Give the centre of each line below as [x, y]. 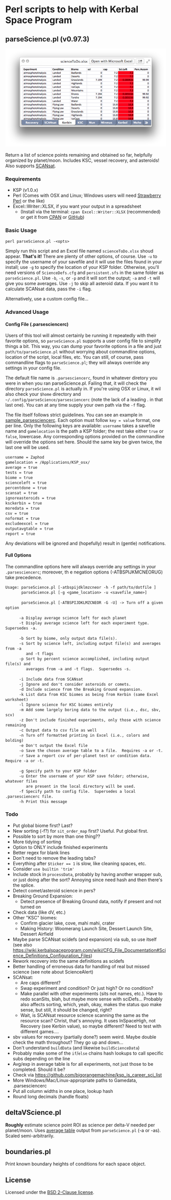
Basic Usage [21, 230]
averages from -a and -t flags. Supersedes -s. [78, 669]
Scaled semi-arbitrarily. [30, 1136]
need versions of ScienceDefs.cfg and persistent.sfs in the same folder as [85, 273]
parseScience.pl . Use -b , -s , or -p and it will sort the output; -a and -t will [83, 278]
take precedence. [24, 577]
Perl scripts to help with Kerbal [72, 9]
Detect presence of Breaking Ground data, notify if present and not [91, 901]
